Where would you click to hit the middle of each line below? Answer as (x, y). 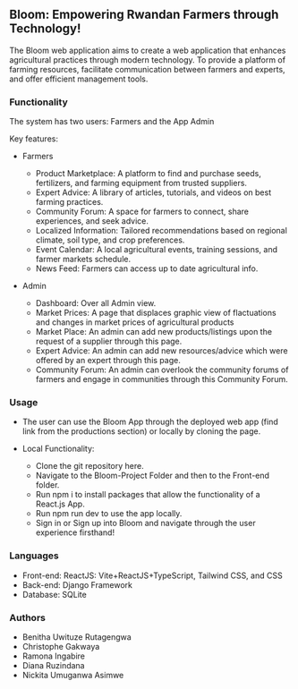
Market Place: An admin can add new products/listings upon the (154, 332)
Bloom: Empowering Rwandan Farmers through (144, 15)
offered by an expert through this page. (108, 361)
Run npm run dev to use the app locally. (109, 514)
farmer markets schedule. (83, 259)
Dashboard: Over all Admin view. (96, 303)
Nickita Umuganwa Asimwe (73, 675)
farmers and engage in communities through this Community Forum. (162, 379)
